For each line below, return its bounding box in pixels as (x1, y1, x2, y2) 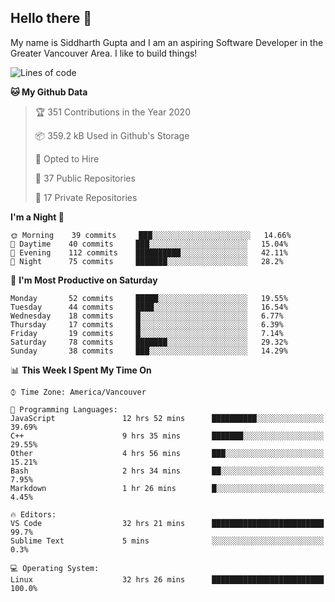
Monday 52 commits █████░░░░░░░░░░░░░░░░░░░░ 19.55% (10, 293, 288, 303)
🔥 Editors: (10, 509, 57, 520)
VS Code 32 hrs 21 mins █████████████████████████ (10, 518, 325, 528)
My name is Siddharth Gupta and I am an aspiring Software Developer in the (10, 36, 324, 48)
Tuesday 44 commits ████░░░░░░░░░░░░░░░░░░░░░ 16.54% (10, 302, 288, 312)
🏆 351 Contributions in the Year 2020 (34, 106, 191, 118)
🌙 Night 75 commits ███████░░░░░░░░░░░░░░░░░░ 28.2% (10, 256, 284, 266)
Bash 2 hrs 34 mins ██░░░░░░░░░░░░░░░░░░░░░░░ (10, 466, 325, 476)
